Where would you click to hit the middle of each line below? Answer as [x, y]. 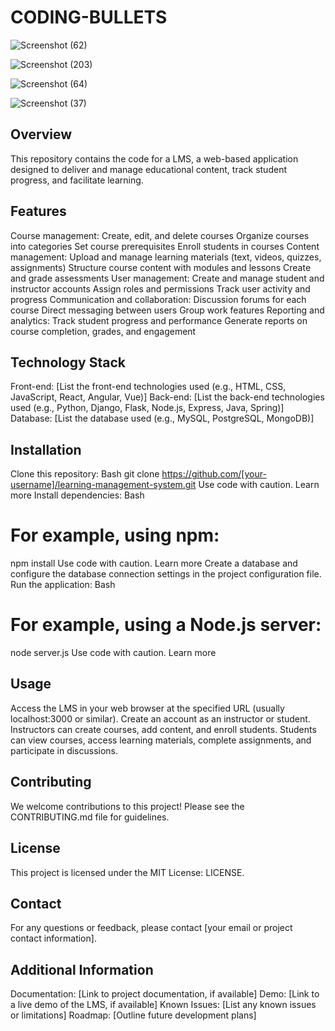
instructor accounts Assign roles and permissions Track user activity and [160, 288]
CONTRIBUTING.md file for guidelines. [90, 817]
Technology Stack [68, 362]
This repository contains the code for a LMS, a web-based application [154, 158]
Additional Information [82, 969]
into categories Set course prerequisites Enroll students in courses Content [165, 246]
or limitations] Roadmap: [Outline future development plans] [133, 1015]
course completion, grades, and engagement [103, 331]
